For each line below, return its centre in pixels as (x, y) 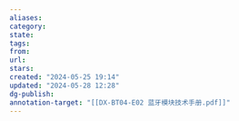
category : (28, 26)
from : (20, 52)
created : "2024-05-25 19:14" (65, 77)
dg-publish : (32, 94)
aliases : (26, 18)
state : (22, 35)
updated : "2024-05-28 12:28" (65, 86)
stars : (22, 69)
